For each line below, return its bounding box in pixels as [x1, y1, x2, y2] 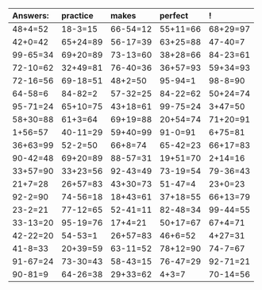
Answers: [12, 10, 49, 21]
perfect [160, 10, 189, 21]
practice [61, 10, 94, 21]
